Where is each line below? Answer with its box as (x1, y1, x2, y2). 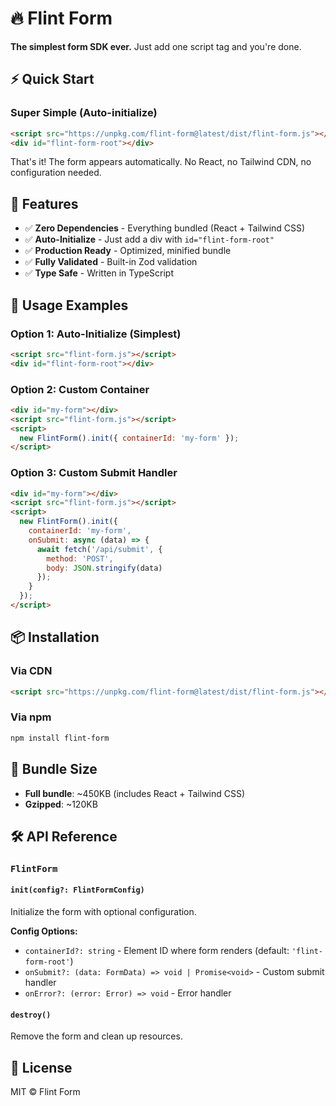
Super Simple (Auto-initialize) (10, 106, 158, 120)
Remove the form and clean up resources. (10, 1030, 183, 1042)
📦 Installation (10, 629, 100, 646)
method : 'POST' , (46, 553, 114, 564)
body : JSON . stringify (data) (46, 563, 163, 573)
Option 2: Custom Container (10, 382, 150, 396)
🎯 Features (10, 195, 79, 212)
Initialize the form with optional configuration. (10, 906, 197, 918)
